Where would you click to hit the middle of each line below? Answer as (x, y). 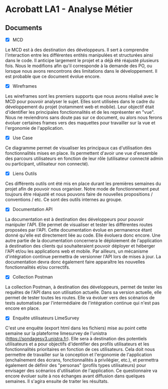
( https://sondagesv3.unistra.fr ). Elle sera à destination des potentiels (76, 339)
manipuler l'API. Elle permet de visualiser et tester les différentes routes (79, 225)
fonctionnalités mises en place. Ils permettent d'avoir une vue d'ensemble (81, 153)
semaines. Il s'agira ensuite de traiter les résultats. (57, 381)
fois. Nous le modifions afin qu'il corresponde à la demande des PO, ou (79, 66)
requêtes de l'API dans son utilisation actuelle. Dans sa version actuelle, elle (83, 292)
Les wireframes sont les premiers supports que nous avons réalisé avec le (82, 96)
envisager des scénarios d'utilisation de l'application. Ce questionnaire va (81, 371)
